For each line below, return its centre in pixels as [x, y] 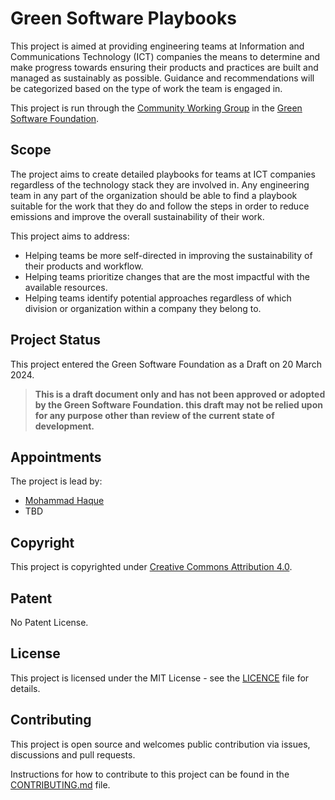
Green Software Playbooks [123, 18]
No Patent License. [49, 622]
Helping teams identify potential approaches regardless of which [158, 298]
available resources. [66, 287]
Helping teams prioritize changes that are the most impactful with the [167, 276]
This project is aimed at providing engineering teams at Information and [157, 46]
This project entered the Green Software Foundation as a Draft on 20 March [166, 364]
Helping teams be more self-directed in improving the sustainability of [168, 255]
